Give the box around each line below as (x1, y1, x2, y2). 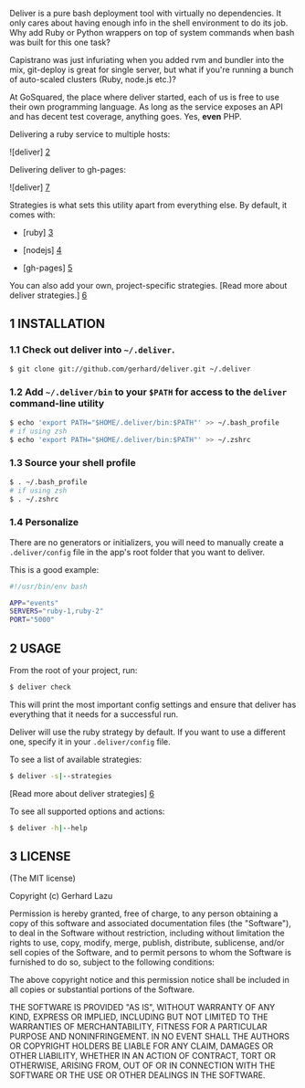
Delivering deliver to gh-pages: (9, 164, 126, 174)
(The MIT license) (9, 872, 76, 884)
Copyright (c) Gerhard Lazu (9, 891, 113, 902)
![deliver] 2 (9, 146, 51, 157)
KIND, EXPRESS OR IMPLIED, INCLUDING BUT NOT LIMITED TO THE (9, 1011, 268, 1022)
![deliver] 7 (9, 182, 50, 193)
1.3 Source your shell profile (9, 457, 137, 470)
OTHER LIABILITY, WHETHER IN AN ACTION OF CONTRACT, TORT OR (9, 1051, 276, 1062)
